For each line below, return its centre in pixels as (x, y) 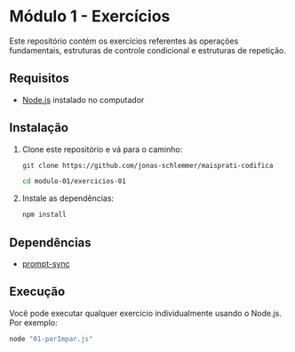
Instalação (39, 128)
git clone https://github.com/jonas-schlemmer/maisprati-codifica (147, 165)
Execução (37, 292)
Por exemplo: (33, 323)
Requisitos (39, 79)
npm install (44, 215)
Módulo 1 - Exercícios (90, 16)
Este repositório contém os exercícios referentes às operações (124, 41)
